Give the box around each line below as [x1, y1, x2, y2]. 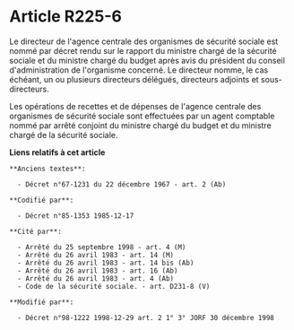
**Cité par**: [9, 227, 63, 236]
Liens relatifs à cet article [9, 146, 106, 158]
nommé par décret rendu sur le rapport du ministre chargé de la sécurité [9, 45, 277, 56]
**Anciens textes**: [9, 164, 87, 173]
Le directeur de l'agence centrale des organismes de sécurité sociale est [9, 36, 279, 47]
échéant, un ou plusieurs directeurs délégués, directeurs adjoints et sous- [9, 74, 282, 84]
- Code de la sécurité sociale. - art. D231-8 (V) [17, 282, 211, 291]
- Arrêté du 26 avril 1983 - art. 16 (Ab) [17, 266, 178, 275]
